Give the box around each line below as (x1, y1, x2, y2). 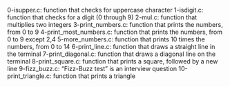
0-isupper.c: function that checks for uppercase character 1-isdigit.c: (7, 6, 204, 14)
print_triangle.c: (7, 72, 52, 80)
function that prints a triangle (52, 72, 136, 80)
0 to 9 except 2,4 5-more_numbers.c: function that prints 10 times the (7, 35, 205, 43)
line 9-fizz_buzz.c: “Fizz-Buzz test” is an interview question (7, 65, 178, 72)
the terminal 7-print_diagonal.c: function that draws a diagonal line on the (7, 50, 216, 58)
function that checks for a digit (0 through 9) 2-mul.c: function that (7, 13, 198, 21)
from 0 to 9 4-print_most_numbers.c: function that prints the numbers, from (7, 28, 223, 36)
